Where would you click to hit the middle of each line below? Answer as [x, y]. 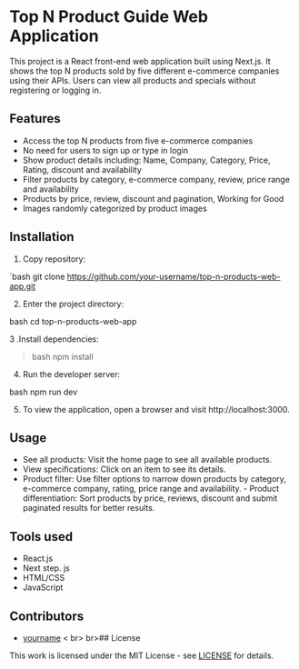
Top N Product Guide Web [109, 17]
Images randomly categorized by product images [115, 208]
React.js [38, 559]
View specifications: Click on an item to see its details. [124, 469]
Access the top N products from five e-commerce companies [138, 140]
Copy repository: [54, 259]
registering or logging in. [55, 90]
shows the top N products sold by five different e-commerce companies [145, 71]
